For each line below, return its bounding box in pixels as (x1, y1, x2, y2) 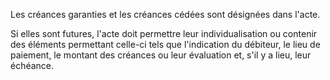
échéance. (10, 60, 55, 71)
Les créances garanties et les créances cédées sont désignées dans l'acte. (10, 9, 321, 20)
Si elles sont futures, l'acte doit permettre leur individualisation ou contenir (10, 28, 318, 39)
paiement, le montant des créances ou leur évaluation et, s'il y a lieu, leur (10, 49, 312, 61)
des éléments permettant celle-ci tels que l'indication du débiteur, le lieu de (10, 39, 321, 50)
